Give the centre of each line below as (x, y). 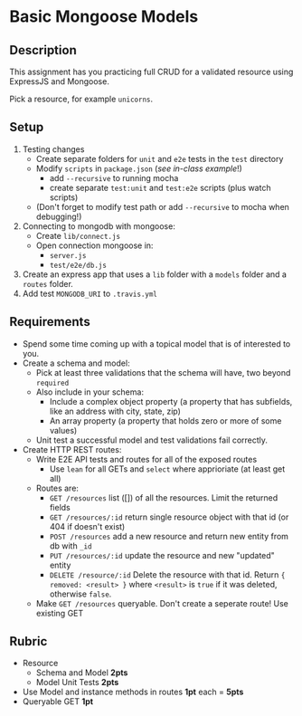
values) (63, 430)
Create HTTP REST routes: (72, 449)
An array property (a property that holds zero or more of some (165, 420)
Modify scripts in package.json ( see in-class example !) (139, 168)
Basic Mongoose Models (104, 17)
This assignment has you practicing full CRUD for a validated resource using (151, 72)
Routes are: (57, 488)
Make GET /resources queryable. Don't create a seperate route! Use (162, 603)
